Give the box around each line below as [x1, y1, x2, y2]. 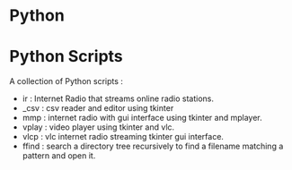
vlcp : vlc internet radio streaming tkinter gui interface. [22, 132, 225, 142]
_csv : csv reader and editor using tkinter [22, 103, 174, 114]
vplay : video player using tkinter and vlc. [22, 122, 175, 132]
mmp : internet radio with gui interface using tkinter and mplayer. [22, 113, 262, 123]
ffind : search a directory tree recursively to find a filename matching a [22, 140, 284, 152]
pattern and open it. [22, 150, 96, 161]
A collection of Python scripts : [9, 76, 124, 87]
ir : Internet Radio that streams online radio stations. [22, 93, 214, 104]
